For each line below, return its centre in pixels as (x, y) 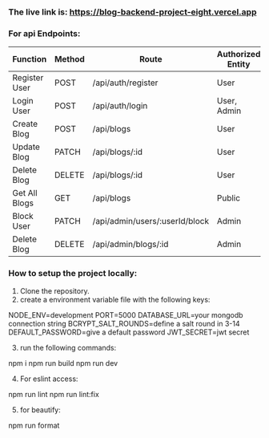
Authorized (239, 55)
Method (70, 59)
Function (30, 59)
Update (26, 147)
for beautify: (40, 410)
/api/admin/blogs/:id (130, 245)
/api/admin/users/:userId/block (151, 221)
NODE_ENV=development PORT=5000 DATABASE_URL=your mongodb (126, 314)
